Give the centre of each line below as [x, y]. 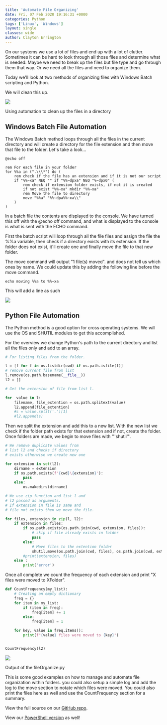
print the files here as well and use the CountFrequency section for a [75, 693]
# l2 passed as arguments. [33, 501]
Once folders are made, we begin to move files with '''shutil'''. [68, 436]
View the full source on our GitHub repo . [46, 708]
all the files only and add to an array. [42, 348]
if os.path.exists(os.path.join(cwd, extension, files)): [84, 528]
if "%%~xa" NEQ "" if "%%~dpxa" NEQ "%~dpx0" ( [64, 180]
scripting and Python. [27, 82]
